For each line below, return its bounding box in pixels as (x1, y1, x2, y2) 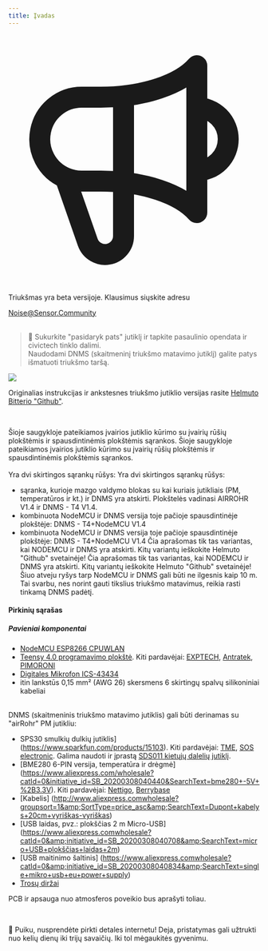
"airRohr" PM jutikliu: (8, 718, 77, 728)
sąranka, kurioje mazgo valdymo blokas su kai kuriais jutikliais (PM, (19, 485, 241, 495)
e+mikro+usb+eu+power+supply (19, 870, 129, 880)
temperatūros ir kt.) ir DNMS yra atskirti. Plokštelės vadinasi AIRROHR (19, 493, 249, 503)
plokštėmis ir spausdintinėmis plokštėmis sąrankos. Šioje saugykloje (8, 436, 233, 445)
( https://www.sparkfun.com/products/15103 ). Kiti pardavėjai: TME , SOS (19, 742, 254, 752)
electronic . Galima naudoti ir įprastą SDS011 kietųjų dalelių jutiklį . (19, 751, 231, 761)
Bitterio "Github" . (8, 396, 64, 406)
